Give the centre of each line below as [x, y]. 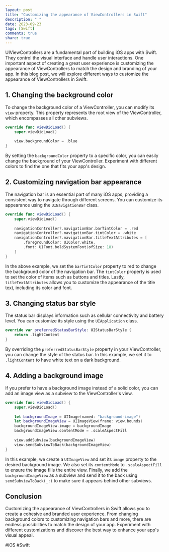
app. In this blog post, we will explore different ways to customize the [77, 74]
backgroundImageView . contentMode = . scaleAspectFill [71, 431]
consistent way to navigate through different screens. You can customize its [84, 199]
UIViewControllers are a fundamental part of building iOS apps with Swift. [81, 52]
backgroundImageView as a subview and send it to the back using [71, 475]
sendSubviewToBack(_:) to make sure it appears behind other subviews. [79, 480]
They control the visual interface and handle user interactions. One [74, 58]
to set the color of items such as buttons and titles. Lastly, [65, 277]
